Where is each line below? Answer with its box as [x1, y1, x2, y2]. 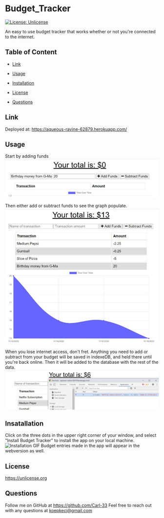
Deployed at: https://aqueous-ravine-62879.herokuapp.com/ [5, 126, 127, 132]
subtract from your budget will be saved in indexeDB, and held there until [5, 353, 152, 360]
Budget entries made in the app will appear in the [41, 443, 140, 448]
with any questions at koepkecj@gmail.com [5, 507, 93, 513]
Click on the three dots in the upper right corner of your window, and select [5, 432, 157, 438]
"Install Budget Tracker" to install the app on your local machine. [5, 438, 135, 444]
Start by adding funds [5, 153, 49, 159]
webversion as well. [5, 448, 45, 454]
